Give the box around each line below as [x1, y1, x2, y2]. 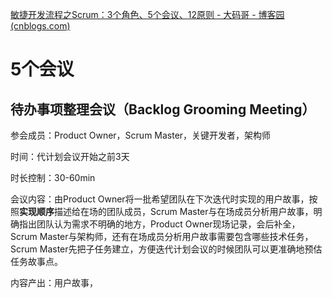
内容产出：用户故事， [10, 277, 98, 288]
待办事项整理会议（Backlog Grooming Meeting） [10, 101, 316, 118]
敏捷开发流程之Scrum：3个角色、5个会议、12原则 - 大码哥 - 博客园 [10, 9, 285, 20]
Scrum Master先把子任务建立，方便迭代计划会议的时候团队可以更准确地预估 [10, 243, 323, 255]
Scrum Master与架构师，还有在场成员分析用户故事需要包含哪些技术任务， [10, 231, 314, 242]
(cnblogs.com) [10, 20, 71, 32]
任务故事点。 [10, 256, 63, 267]
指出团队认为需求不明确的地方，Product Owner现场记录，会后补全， [18, 218, 301, 230]
